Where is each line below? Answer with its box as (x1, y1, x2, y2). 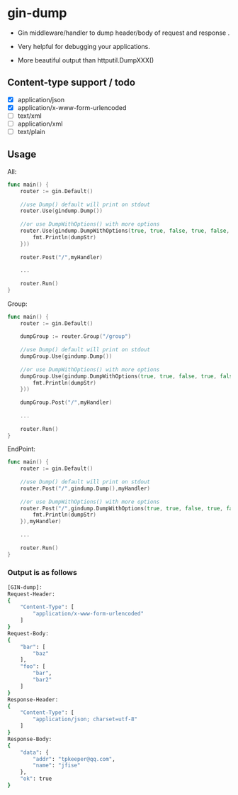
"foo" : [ (20, 663, 46, 670)
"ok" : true (20, 775, 52, 782)
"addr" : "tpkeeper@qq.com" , (33, 755, 115, 762)
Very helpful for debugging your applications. (17, 42, 151, 50)
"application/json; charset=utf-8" (33, 715, 138, 723)
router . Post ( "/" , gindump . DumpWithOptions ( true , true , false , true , (20, 505, 224, 512)
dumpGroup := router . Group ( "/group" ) (20, 333, 132, 340)
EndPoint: (7, 445, 35, 454)
